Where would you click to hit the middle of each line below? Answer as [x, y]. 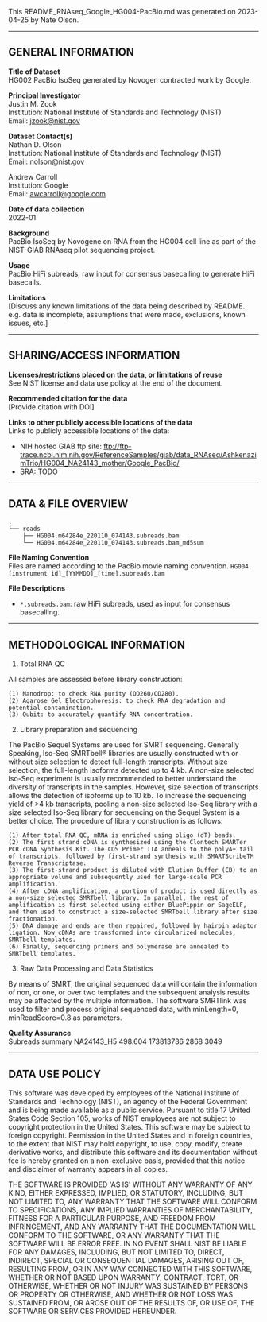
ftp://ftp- [118, 446]
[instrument [28, 574]
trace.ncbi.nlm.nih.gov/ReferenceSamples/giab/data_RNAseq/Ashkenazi [138, 454]
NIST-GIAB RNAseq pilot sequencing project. [82, 250]
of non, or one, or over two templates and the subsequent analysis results [129, 992]
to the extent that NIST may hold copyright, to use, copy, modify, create [125, 1144]
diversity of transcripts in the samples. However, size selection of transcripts [133, 787]
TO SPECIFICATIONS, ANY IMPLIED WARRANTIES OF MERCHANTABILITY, [130, 1210]
